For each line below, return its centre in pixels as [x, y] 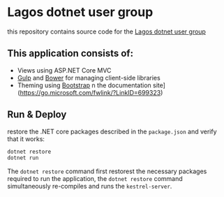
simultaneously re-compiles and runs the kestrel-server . [90, 187]
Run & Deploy [37, 115]
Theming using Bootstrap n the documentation [84, 85]
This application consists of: [70, 53]
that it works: [26, 139]
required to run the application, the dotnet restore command [95, 179]
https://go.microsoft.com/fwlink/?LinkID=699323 [90, 92]
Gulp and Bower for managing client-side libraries [89, 78]
